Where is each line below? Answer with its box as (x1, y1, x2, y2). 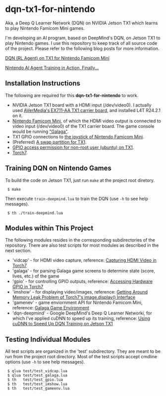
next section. (5, 248, 32, 254)
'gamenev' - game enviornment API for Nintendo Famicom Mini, (12, 299, 143, 305)
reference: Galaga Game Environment (12, 305, 89, 311)
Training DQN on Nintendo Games (5, 164, 111, 173)
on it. (12, 112, 23, 118)
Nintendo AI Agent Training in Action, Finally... (5, 65, 99, 71)
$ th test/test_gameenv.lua (7, 386, 70, 391)
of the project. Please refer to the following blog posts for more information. (5, 45, 160, 51)
